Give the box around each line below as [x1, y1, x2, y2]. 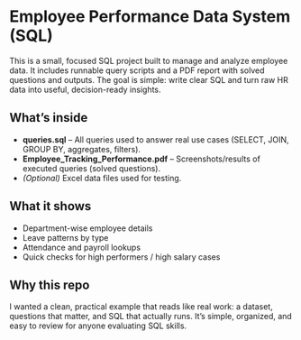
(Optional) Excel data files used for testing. [22, 172, 182, 183]
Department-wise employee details [22, 223, 153, 234]
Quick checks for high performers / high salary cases [22, 251, 221, 262]
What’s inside [9, 110, 88, 125]
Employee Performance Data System [9, 6, 291, 27]
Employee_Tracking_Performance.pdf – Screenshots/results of [22, 153, 261, 164]
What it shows [9, 198, 92, 214]
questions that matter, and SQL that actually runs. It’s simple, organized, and [9, 311, 293, 322]
